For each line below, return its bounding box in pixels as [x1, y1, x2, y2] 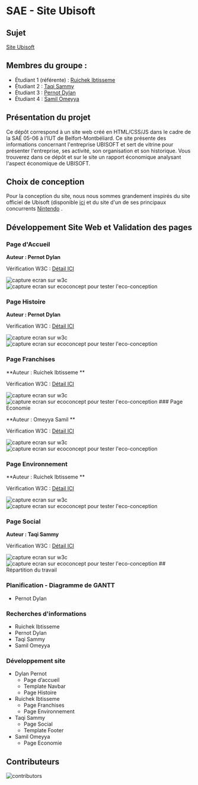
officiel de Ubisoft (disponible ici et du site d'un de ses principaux [6, 199, 167, 206]
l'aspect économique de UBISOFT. [6, 159, 91, 167]
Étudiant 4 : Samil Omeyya [14, 95, 79, 102]
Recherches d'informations [6, 610, 87, 618]
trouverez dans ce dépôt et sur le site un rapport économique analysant [6, 153, 181, 161]
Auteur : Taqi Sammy [6, 531, 59, 538]
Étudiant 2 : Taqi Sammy [14, 82, 74, 90]
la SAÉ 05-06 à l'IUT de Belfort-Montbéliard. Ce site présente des [6, 135, 167, 142]
